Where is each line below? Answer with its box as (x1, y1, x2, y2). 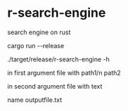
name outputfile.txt (7, 96, 63, 104)
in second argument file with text (7, 82, 103, 90)
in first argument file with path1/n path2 (7, 68, 121, 77)
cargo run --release (7, 41, 65, 50)
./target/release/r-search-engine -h (7, 54, 110, 64)
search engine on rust (7, 28, 71, 36)
